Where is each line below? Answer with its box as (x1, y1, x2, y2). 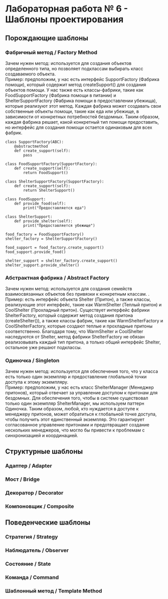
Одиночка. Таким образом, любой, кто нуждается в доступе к (5, 406, 139, 412)
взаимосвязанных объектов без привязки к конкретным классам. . (5, 291, 149, 297)
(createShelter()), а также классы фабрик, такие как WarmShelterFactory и (5, 318, 163, 324)
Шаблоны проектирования (5, 14, 124, 25)
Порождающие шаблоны (5, 34, 89, 42)
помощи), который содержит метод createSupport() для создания (5, 81, 146, 88)
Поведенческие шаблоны (5, 518, 91, 527)
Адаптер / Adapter (5, 462, 52, 469)
